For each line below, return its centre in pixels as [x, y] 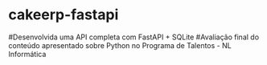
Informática [27, 54]
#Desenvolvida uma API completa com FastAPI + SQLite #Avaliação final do [134, 37]
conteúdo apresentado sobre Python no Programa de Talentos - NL [120, 45]
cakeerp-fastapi [64, 15]
